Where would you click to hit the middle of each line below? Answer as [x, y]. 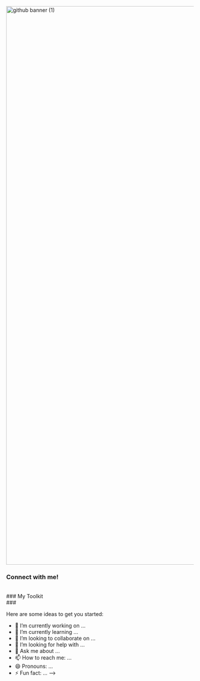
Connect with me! [32, 577]
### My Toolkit [25, 596]
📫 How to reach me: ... [43, 658]
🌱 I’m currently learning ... [46, 632]
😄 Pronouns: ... [34, 666]
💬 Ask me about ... [37, 651]
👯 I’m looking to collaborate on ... [55, 638]
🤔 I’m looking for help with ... [50, 645]
